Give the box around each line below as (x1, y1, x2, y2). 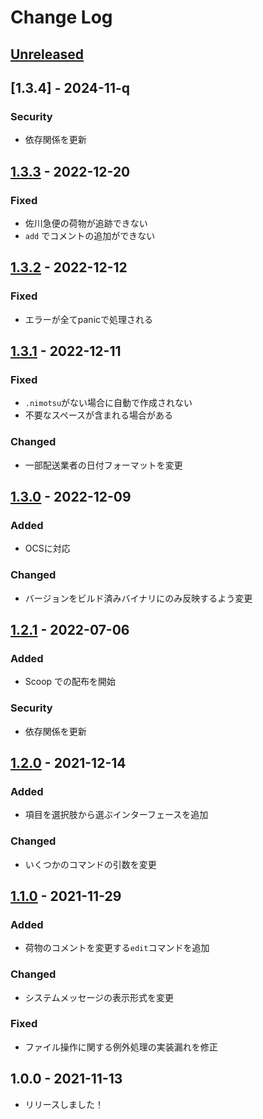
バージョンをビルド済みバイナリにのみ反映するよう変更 (24, 592, 253, 604)
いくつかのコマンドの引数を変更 (24, 858, 157, 870)
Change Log (10, 6, 113, 29)
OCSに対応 (24, 542, 71, 555)
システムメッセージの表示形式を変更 (24, 991, 175, 1003)
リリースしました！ (24, 1098, 105, 1110)
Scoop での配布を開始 (24, 676, 117, 688)
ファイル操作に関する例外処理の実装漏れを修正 (24, 1041, 218, 1053)
